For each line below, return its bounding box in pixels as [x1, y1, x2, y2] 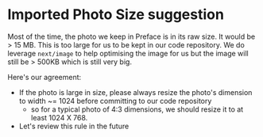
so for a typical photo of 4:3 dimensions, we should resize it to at [30, 105, 244, 114]
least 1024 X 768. [30, 112, 88, 122]
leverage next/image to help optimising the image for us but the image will [7, 48, 249, 58]
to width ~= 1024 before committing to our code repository [18, 96, 212, 105]
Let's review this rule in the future [18, 121, 130, 131]
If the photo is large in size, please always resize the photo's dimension [18, 87, 253, 97]
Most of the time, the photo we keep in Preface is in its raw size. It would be [7, 32, 256, 41]
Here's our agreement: [7, 72, 82, 82]
